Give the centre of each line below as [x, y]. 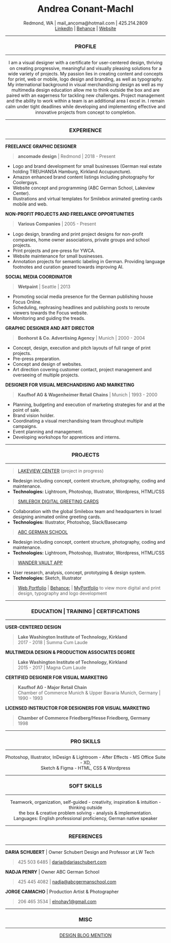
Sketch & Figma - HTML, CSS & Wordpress [85, 768]
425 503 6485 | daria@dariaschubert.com [62, 862]
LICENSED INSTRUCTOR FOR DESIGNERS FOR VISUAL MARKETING [78, 708]
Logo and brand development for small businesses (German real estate [87, 166]
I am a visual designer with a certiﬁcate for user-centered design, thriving [85, 63]
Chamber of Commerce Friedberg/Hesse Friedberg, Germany [84, 718]
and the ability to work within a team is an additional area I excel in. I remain [85, 101]
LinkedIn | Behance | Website [85, 28]
